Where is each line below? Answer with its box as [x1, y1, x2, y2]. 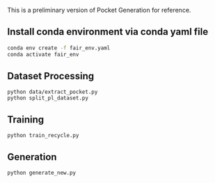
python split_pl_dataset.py [7, 95, 89, 102]
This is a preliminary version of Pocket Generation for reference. [7, 6, 191, 14]
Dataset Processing [7, 70, 95, 82]
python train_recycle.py [7, 132, 79, 139]
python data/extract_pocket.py [7, 88, 98, 96]
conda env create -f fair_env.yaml [7, 45, 111, 51]
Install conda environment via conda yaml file [7, 26, 209, 38]
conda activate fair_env [7, 51, 79, 58]
